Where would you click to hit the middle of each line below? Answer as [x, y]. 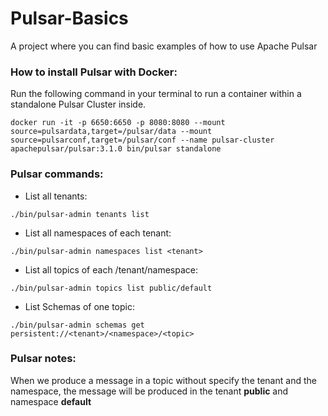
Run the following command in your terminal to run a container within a [156, 94]
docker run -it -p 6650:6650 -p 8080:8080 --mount [118, 123]
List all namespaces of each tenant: [98, 233]
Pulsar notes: [43, 359]
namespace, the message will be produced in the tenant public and [149, 391]
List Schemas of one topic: [79, 306]
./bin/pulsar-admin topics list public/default [111, 288]
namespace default [51, 401]
